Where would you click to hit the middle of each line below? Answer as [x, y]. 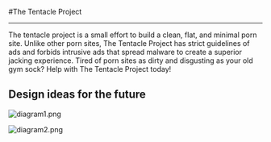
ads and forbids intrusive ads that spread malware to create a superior [125, 52]
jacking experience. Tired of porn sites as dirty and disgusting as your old [131, 61]
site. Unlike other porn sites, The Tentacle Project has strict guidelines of [129, 43]
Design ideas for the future [77, 95]
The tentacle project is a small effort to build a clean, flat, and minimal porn [133, 35]
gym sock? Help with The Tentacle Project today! [90, 69]
